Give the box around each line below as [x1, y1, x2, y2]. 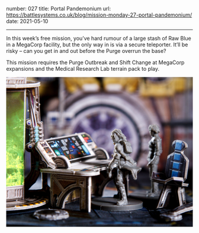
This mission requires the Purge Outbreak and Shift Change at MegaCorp [6, 59, 185, 66]
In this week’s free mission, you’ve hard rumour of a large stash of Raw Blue [6, 35, 191, 42]
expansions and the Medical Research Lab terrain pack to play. [6, 65, 160, 72]
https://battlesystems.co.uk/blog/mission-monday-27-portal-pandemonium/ [6, 11, 192, 18]
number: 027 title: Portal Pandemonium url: [6, 5, 111, 12]
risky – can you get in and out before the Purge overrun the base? [6, 48, 167, 54]
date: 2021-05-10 [6, 18, 49, 24]
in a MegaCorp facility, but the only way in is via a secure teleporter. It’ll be [6, 41, 188, 48]
